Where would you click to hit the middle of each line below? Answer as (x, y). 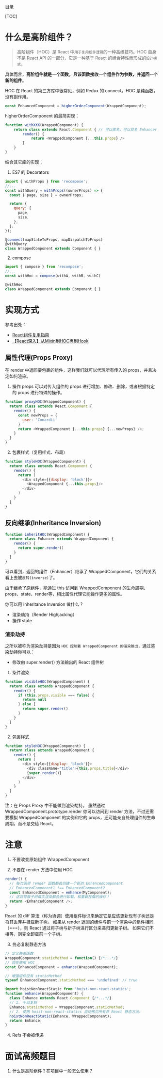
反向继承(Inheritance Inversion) (53, 523)
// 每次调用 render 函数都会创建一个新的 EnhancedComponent (66, 883)
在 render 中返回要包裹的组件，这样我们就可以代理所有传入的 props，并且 (79, 370)
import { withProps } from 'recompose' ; (47, 181)
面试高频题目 (31, 1056)
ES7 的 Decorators (31, 172)
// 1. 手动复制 (23, 1003)
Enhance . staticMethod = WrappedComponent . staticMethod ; (67, 1007)
